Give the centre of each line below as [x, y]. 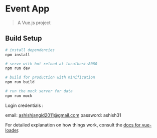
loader [12, 130]
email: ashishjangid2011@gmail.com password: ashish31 [63, 115]
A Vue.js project [34, 23]
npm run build [20, 82]
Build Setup [24, 38]
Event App [27, 9]
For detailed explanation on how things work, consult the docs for [73, 125]
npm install [18, 55]
